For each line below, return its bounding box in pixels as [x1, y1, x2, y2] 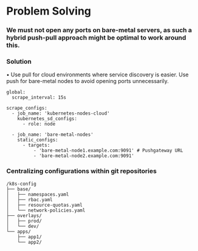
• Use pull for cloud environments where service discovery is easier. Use [6, 71, 189, 78]
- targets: [22, 142, 50, 149]
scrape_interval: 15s [12, 95, 67, 101]
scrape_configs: [6, 105, 47, 112]
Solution [6, 58, 32, 66]
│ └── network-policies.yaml [6, 207, 86, 213]
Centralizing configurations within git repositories [6, 167, 157, 175]
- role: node [22, 121, 56, 127]
